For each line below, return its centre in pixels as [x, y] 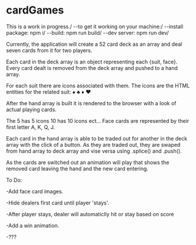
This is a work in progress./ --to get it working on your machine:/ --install [95, 26]
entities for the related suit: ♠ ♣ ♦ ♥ [49, 92]
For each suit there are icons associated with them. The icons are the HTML [98, 85]
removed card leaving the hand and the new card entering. [77, 169]
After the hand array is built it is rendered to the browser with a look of [91, 103]
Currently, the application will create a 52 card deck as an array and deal [94, 44]
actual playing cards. [31, 109]
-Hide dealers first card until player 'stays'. [58, 203]
